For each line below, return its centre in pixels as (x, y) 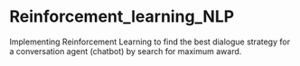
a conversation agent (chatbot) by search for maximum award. (126, 51)
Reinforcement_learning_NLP (122, 17)
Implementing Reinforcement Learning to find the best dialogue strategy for (150, 42)
